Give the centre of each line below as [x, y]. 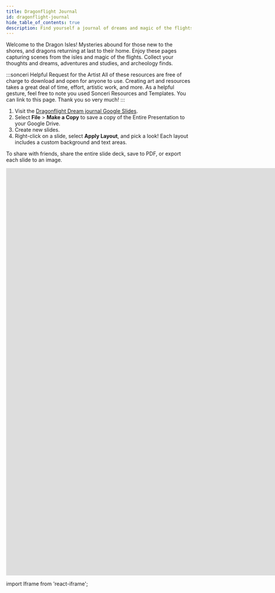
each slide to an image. [34, 160]
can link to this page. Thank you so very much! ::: [66, 100]
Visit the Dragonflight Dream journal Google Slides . [76, 111]
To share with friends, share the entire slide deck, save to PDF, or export [93, 154]
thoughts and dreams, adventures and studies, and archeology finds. [90, 63]
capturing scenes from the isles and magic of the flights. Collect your [90, 57]
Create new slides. [37, 130]
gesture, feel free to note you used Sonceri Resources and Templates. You [96, 93]
